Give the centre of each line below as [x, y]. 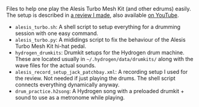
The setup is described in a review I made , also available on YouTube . [93, 15]
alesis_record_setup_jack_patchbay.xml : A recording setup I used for [101, 72]
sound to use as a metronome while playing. [70, 97]
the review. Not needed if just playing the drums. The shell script [95, 78]
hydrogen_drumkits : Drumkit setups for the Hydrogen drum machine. [100, 53]
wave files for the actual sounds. [55, 65]
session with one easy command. [56, 33]
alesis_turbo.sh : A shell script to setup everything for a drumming [98, 27]
